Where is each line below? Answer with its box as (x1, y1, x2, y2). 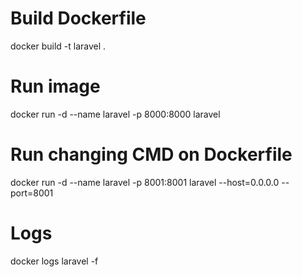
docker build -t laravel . (10, 40, 107, 52)
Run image (10, 75, 101, 98)
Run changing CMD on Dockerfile (10, 143, 293, 166)
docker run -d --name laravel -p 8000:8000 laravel (10, 108, 221, 120)
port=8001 (10, 187, 54, 199)
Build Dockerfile (10, 7, 147, 30)
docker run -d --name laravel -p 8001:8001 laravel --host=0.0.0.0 (10, 176, 280, 188)
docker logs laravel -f (10, 255, 99, 267)
